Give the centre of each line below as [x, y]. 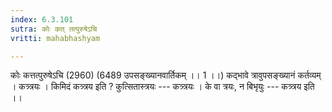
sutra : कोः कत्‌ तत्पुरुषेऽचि [54, 29]
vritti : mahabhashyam [55, 38]
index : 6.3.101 [42, 19]
